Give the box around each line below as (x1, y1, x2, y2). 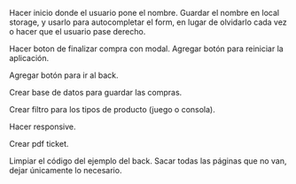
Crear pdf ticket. (9, 139, 69, 149)
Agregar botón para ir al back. (9, 70, 119, 80)
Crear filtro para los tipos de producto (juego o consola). (9, 104, 215, 114)
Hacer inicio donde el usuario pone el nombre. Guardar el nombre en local (9, 8, 280, 18)
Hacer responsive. (9, 121, 77, 132)
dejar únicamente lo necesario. (9, 165, 122, 175)
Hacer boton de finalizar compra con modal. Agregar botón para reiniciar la (9, 43, 284, 54)
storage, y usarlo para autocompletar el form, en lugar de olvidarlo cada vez (9, 17, 287, 27)
